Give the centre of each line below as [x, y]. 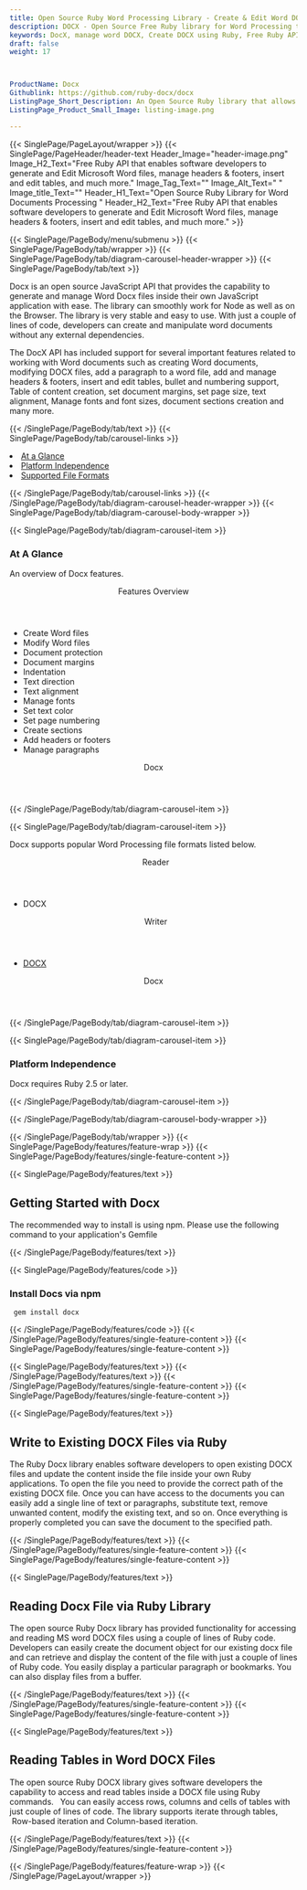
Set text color [48, 710]
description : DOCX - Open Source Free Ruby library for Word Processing [151, 27]
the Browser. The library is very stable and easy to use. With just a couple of [153, 315]
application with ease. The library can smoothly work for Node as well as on [152, 305]
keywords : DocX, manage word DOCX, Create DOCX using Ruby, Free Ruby [147, 35]
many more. [32, 410]
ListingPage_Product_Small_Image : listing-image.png [112, 110]
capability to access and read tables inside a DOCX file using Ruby [135, 1791]
